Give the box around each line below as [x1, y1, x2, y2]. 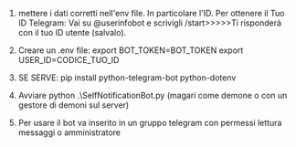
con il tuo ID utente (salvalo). [17, 27, 127, 37]
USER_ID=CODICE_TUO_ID [17, 55, 120, 65]
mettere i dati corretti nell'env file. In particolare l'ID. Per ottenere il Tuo [17, 8, 285, 18]
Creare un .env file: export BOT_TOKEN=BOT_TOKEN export [17, 45, 244, 56]
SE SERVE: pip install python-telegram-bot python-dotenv [17, 72, 237, 83]
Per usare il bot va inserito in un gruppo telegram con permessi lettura [17, 118, 282, 128]
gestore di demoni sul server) [17, 100, 130, 110]
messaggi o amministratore [17, 127, 122, 138]
